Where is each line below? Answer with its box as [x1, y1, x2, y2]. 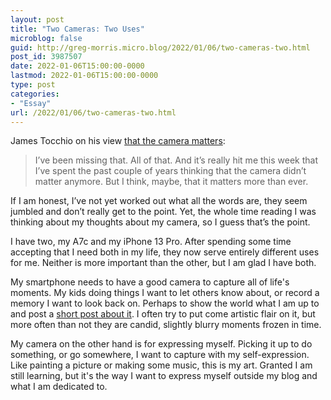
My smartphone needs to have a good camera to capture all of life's [10, 276, 290, 288]
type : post [10, 80, 56, 90]
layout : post [10, 14, 65, 25]
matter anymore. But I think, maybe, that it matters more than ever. [34, 176, 309, 188]
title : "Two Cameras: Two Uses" [10, 24, 145, 34]
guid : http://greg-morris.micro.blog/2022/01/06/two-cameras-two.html [10, 42, 311, 53]
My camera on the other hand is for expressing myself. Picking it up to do [10, 338, 313, 350]
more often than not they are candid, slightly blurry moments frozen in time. [10, 319, 322, 331]
